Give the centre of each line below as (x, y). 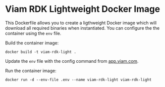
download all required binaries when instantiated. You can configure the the (82, 28)
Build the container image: (32, 43)
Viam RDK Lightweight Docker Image (82, 9)
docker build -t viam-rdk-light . (41, 52)
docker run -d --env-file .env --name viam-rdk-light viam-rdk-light (79, 80)
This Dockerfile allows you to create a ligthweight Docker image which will (81, 23)
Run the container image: (31, 71)
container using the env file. (33, 33)
